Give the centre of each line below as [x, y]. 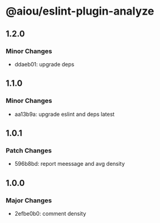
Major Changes [29, 200]
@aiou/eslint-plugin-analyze [80, 11]
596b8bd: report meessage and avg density [70, 164]
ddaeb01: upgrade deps [44, 64]
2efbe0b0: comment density [50, 213]
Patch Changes [29, 150]
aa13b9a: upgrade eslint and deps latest [64, 114]
